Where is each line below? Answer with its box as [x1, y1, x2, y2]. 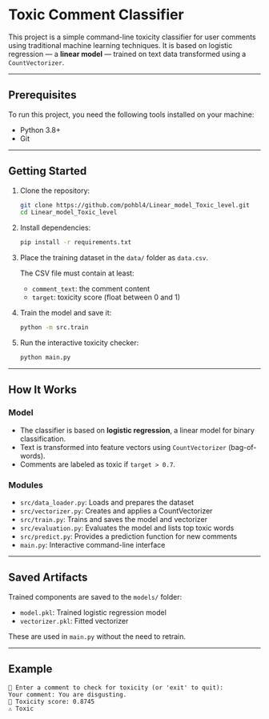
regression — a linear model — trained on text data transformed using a [8, 49, 247, 58]
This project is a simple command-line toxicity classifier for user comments [8, 32, 256, 42]
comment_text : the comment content [31, 284, 151, 294]
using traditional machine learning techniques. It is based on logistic [8, 40, 233, 50]
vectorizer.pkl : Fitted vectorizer [19, 616, 129, 625]
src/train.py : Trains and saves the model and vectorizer [19, 514, 208, 524]
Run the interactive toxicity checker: [19, 338, 139, 347]
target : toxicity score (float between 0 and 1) [31, 292, 181, 302]
